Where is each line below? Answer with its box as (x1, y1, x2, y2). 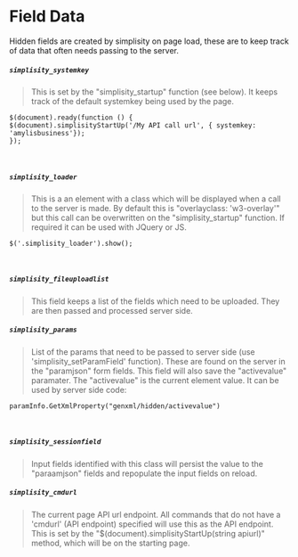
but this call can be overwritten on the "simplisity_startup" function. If (30, 212, 285, 223)
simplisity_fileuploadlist (9, 274, 109, 284)
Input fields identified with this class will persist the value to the (30, 458, 264, 469)
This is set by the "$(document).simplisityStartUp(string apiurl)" (30, 528, 265, 538)
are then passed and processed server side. (30, 305, 193, 315)
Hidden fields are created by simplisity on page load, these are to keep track (9, 36, 289, 46)
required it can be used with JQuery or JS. (30, 221, 187, 233)
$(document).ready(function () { (9, 113, 133, 122)
